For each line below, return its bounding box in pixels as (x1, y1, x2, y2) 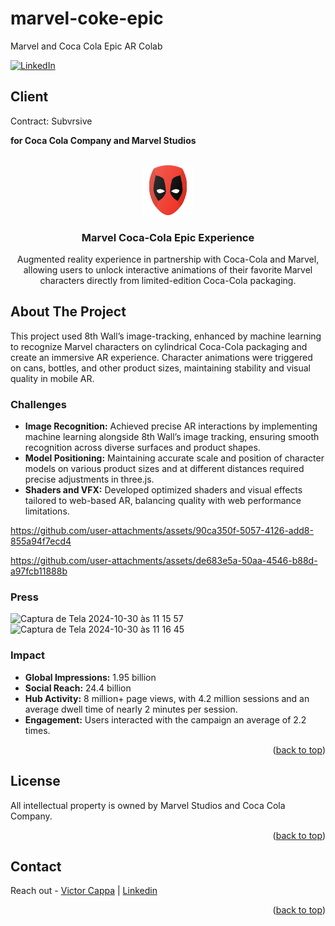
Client (10, 88, 49, 106)
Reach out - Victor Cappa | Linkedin (10, 885, 158, 897)
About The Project (10, 303, 127, 321)
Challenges (10, 397, 67, 411)
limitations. (24, 505, 70, 517)
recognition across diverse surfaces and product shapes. (24, 442, 261, 454)
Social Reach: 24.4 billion (24, 682, 132, 694)
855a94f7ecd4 (10, 535, 72, 547)
